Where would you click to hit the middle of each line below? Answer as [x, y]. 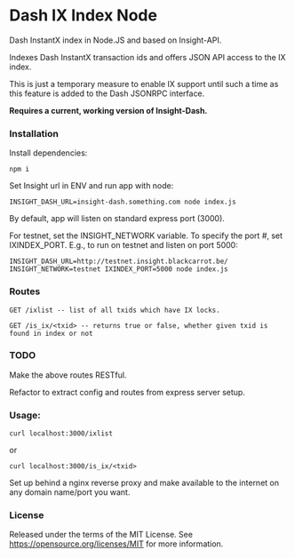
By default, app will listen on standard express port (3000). [117, 219]
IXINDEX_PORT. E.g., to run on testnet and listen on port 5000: [124, 245]
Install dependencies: [48, 153]
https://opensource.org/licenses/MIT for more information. [116, 544]
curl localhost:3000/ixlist [61, 434]
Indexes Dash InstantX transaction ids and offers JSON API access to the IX [147, 57]
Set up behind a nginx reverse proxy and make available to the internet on [144, 483]
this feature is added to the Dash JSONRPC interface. [107, 93]
